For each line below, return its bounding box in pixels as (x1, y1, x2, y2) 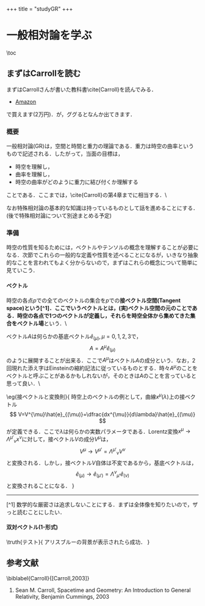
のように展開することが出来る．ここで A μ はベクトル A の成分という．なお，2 (6, 355, 196, 364)
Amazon (15, 98, 37, 105)
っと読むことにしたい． (6, 508, 65, 515)
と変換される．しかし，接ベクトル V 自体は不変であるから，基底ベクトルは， (6, 459, 197, 467)
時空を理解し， (15, 163, 53, 171)
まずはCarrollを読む (6, 68, 81, 79)
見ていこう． (6, 267, 38, 274)
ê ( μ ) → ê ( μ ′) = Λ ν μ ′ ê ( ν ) (75, 469, 130, 479)
